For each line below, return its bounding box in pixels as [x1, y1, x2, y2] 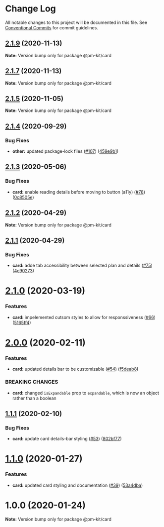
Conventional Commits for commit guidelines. [5, 24, 98, 30]
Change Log [5, 3, 56, 14]
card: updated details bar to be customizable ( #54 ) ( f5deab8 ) [12, 366, 139, 372]
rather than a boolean [12, 395, 57, 401]
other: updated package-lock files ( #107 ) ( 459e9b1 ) [12, 148, 119, 154]
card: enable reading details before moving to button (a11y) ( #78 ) [12, 189, 145, 195]
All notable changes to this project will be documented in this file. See [5, 19, 148, 25]
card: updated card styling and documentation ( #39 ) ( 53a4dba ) [12, 482, 143, 488]
